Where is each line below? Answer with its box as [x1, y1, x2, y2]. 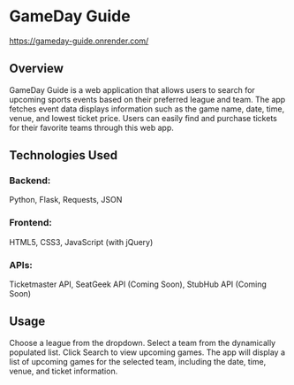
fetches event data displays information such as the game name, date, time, [9, 104, 285, 114]
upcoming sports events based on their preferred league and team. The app [9, 94, 286, 104]
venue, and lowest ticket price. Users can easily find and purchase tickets [9, 112, 278, 123]
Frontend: [9, 217, 53, 229]
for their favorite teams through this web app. [9, 122, 174, 133]
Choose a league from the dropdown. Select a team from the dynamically [9, 337, 276, 348]
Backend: [9, 174, 51, 187]
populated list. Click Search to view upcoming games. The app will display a [9, 347, 285, 358]
